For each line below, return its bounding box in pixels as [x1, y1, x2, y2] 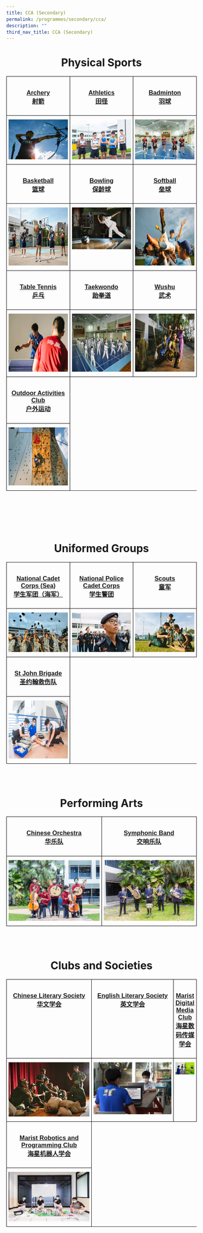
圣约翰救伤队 [19, 678, 57, 686]
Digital [175, 999, 195, 1007]
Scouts [154, 574, 175, 582]
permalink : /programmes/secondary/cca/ [6, 16, 107, 22]
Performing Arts [60, 796, 143, 810]
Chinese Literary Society [13, 991, 86, 999]
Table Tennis [19, 283, 57, 291]
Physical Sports [61, 56, 142, 70]
